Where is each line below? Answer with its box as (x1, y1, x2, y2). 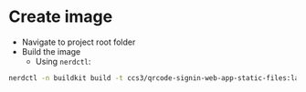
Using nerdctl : (35, 56, 91, 66)
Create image (8, 6, 113, 27)
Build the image (21, 46, 81, 56)
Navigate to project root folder (21, 36, 136, 47)
